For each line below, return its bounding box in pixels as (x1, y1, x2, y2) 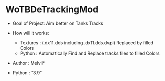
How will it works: (12, 30, 49, 36)
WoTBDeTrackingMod (5, 4, 99, 15)
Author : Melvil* (12, 60, 45, 66)
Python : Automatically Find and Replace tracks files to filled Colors (20, 50, 160, 56)
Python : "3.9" (12, 69, 42, 76)
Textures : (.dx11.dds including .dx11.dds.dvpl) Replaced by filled (20, 39, 154, 46)
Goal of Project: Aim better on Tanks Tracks (12, 20, 103, 26)
